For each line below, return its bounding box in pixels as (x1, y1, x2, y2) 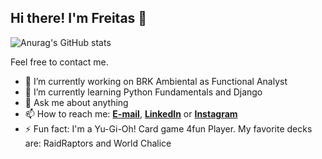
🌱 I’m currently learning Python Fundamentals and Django (24, 86, 263, 98)
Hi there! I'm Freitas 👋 (10, 10, 148, 27)
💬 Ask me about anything (24, 96, 129, 108)
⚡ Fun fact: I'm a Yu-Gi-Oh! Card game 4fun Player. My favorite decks (24, 122, 313, 135)
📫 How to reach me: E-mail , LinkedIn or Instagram (24, 107, 238, 120)
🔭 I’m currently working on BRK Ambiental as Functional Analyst (24, 75, 288, 87)
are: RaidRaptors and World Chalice (24, 137, 172, 149)
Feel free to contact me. (10, 56, 109, 68)
